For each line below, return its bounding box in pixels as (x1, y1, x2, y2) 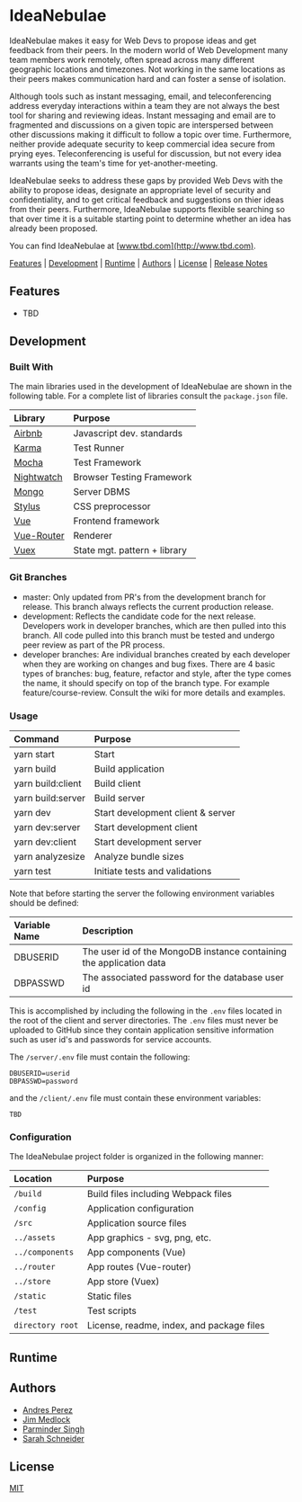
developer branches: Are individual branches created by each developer (22, 648, 290, 659)
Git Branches (9, 571, 67, 584)
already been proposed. (9, 222, 99, 234)
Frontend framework (73, 514, 160, 527)
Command (13, 733, 60, 746)
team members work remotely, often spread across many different (9, 54, 254, 65)
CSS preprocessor (73, 500, 151, 513)
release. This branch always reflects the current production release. (22, 601, 274, 612)
